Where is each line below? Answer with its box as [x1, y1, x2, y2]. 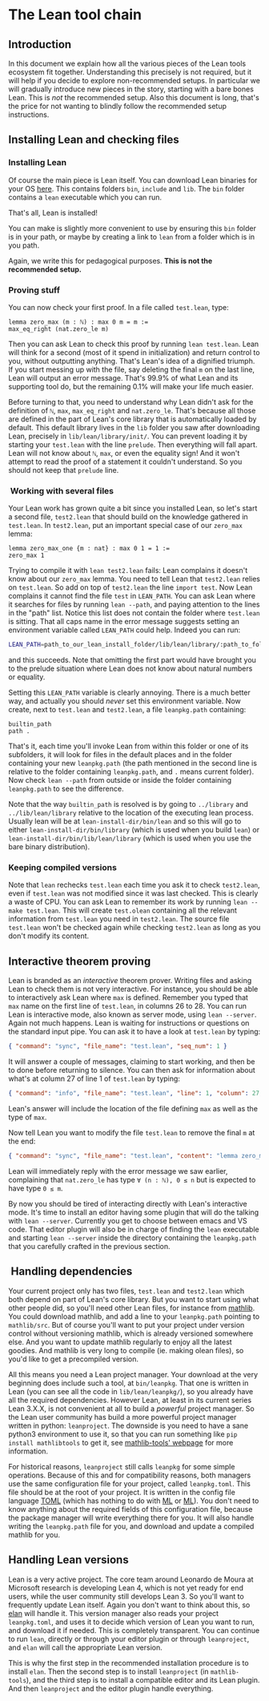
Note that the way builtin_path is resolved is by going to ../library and [8, 800, 248, 809]
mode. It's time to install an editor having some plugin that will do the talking [8, 1207, 259, 1217]
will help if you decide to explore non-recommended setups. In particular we [8, 76, 260, 85]
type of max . [8, 1112, 47, 1123]
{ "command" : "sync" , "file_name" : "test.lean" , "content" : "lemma [8, 1152, 239, 1160]
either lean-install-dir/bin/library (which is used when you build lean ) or [8, 825, 260, 835]
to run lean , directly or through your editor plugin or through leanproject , [8, 1634, 250, 1643]
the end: [8, 1136, 36, 1147]
